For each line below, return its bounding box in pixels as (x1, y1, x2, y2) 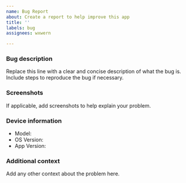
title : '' (6, 19, 31, 25)
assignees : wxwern (6, 30, 51, 36)
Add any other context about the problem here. (6, 170, 120, 177)
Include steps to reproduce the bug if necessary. (6, 74, 124, 81)
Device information (6, 116, 62, 125)
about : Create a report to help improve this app (6, 14, 130, 20)
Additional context (6, 157, 60, 165)
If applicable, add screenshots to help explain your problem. (6, 102, 151, 109)
